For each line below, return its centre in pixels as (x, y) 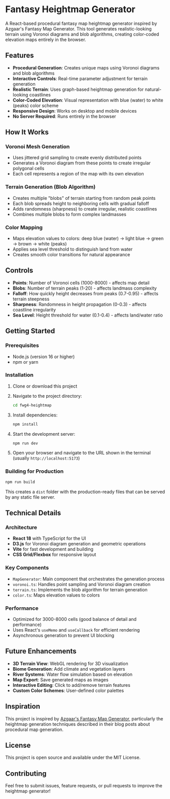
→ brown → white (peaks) (40, 244)
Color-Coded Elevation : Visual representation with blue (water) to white (88, 100)
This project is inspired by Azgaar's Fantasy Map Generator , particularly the (84, 718)
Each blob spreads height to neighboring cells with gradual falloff (81, 203)
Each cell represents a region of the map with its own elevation (78, 174)
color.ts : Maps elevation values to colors (56, 595)
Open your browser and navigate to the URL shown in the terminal (82, 453)
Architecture (21, 527)
